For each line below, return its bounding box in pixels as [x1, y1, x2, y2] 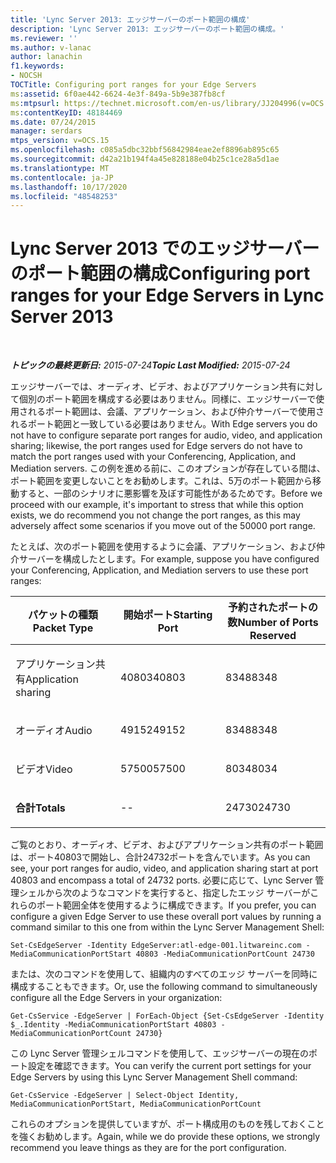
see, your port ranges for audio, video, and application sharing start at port [10, 862, 319, 875]
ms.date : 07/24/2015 [10, 117, 97, 127]
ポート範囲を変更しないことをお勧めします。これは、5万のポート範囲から [10, 475, 313, 487]
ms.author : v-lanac [10, 42, 92, 53]
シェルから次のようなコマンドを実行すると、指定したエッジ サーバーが [18, 887, 311, 899]
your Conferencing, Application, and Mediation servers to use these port [10, 564, 309, 576]
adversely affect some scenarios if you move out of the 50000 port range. [10, 520, 316, 532]
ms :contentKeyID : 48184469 [10, 107, 123, 118]
